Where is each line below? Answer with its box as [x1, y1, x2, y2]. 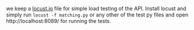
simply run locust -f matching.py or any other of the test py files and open [6, 11, 189, 18]
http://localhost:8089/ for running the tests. [6, 18, 112, 24]
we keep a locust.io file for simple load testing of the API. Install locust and [6, 5, 186, 12]
